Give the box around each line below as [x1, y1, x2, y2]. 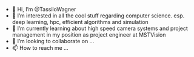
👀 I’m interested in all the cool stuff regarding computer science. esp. [12, 12, 185, 19]
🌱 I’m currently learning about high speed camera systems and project [12, 25, 188, 32]
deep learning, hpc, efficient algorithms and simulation [12, 19, 149, 25]
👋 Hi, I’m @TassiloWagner [12, 6, 76, 13]
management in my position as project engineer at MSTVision [12, 31, 166, 38]
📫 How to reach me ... [12, 44, 69, 51]
